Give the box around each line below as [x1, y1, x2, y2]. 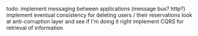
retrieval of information [6, 24, 63, 31]
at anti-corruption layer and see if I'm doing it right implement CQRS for [6, 18, 184, 25]
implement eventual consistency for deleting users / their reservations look [6, 11, 193, 19]
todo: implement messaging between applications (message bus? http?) [6, 5, 186, 12]
